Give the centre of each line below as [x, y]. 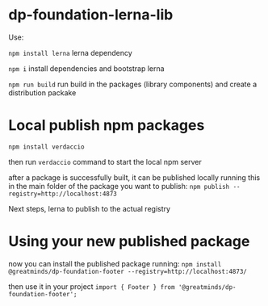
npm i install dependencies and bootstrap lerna [86, 68]
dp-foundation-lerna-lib [91, 15]
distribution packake [42, 92]
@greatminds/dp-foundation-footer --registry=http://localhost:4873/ [128, 271]
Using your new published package [129, 242]
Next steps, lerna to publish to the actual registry [90, 208]
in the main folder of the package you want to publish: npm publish [119, 186]
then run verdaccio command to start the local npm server [105, 161]
